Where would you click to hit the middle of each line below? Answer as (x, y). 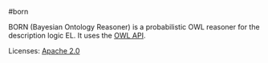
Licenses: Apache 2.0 (44, 51)
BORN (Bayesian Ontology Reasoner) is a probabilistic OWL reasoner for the (134, 27)
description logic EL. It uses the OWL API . (77, 35)
